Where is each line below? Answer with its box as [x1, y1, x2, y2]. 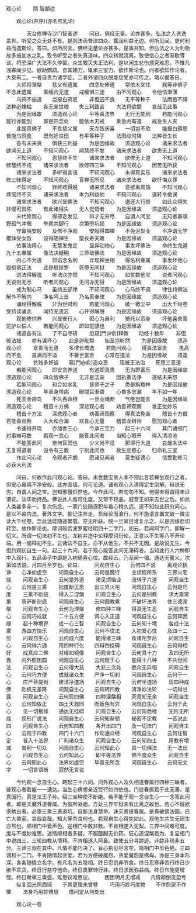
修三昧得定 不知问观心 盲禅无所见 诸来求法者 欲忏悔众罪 [6, 176, 178, 183]
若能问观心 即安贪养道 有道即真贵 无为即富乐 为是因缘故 [16, 366, 188, 373]
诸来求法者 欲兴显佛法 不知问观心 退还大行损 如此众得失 [16, 198, 188, 205]
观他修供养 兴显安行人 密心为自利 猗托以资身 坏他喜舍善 [16, 315, 188, 322]
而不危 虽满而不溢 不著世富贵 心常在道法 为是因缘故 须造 [6, 352, 188, 359]
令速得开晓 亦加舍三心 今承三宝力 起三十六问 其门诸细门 [16, 425, 188, 432]
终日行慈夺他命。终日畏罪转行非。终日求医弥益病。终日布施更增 [31, 866, 185, 873]
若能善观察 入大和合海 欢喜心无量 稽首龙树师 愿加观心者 [6, 418, 178, 424]
